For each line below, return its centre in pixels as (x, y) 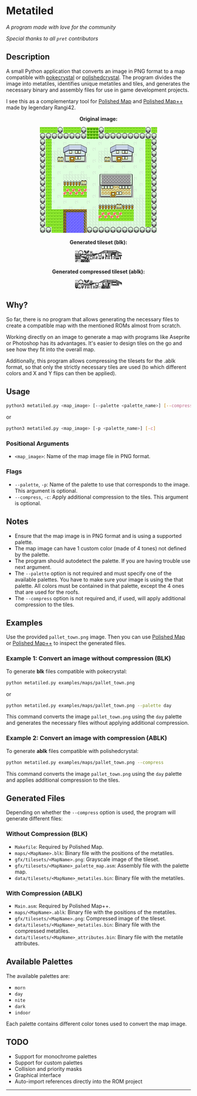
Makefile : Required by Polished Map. (59, 846)
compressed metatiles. (42, 931)
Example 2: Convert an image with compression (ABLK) (86, 738)
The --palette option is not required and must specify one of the (93, 573)
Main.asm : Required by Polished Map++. (62, 906)
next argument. (33, 567)
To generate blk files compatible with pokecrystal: (67, 671)
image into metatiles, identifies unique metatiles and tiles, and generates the (98, 83)
